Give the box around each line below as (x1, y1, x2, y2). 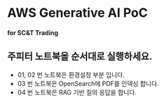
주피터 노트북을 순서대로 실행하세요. (7, 50, 153, 62)
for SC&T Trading (7, 28, 59, 36)
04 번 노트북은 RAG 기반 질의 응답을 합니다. (17, 88, 137, 96)
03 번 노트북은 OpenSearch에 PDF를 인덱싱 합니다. (17, 79, 159, 88)
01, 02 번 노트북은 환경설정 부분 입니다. (17, 70, 125, 78)
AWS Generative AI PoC (7, 5, 148, 21)
